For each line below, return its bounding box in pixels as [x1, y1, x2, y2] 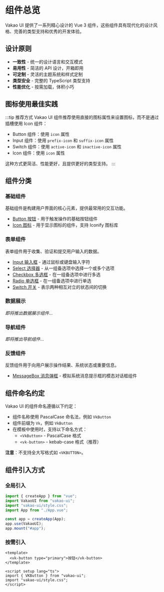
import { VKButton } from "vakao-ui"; [5, 573, 86, 578]
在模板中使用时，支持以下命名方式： [12, 427, 87, 433]
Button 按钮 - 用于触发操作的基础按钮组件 [12, 216, 98, 222]
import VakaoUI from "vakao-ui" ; [5, 498, 75, 503]
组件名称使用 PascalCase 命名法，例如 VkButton [12, 414, 111, 420]
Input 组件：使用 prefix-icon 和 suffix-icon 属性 [12, 137, 114, 143]
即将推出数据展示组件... [5, 310, 53, 316]
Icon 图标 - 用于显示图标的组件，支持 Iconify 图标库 [12, 222, 118, 228]
